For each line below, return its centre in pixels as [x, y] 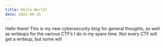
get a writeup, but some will [34, 39]
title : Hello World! [27, 10]
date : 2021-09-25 [23, 14]
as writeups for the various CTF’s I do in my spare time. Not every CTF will [81, 34]
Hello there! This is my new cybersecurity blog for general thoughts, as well [82, 28]
